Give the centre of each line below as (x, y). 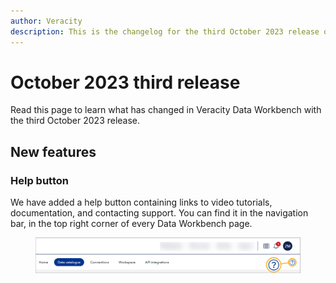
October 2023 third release (125, 82)
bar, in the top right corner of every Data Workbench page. (131, 224)
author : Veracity (46, 21)
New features (53, 151)
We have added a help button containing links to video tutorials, (141, 202)
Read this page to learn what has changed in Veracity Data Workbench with (166, 110)
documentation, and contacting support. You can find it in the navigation (159, 213)
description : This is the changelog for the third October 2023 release (165, 31)
